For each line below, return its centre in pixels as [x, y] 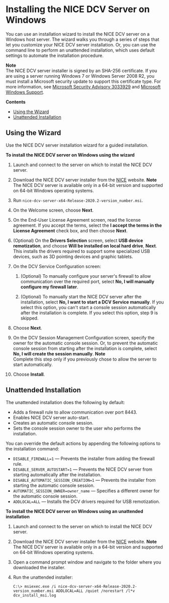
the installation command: [32, 448]
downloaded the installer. [39, 567]
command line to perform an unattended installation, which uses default [80, 50]
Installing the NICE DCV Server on [78, 9]
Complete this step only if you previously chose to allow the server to [85, 359]
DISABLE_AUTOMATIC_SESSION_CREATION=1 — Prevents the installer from [84, 480]
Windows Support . [25, 92]
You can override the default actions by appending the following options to [83, 443]
